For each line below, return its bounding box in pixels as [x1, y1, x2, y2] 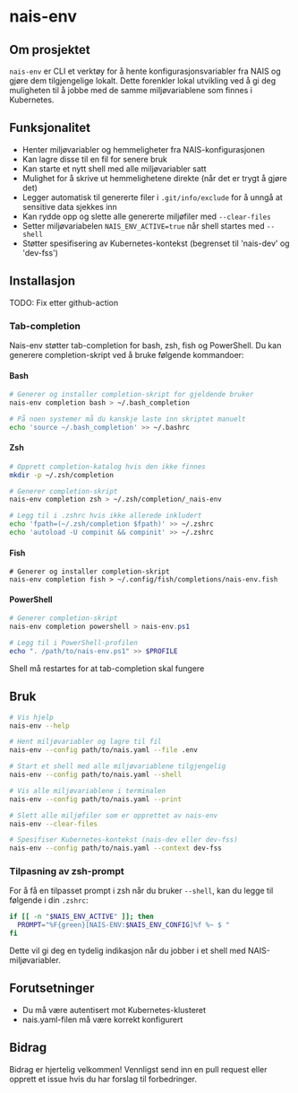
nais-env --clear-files [9, 819, 98, 828]
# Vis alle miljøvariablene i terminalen [9, 786, 166, 795]
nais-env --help [9, 721, 70, 730]
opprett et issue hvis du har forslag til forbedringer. [9, 1073, 197, 1084]
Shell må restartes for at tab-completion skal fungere [9, 662, 205, 674]
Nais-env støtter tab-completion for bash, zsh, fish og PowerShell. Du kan [9, 339, 282, 351]
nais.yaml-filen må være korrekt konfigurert [21, 1014, 183, 1025]
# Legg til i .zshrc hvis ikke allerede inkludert [9, 512, 202, 520]
